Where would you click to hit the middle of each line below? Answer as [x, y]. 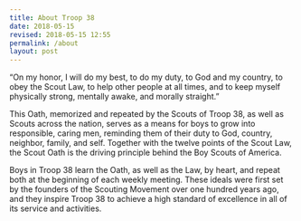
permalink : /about [44, 43]
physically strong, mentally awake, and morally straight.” [114, 97]
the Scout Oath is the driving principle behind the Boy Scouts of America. [146, 153]
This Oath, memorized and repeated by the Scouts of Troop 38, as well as [147, 114]
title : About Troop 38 [52, 18]
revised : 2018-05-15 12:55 [60, 34]
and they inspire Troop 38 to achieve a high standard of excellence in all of [148, 199]
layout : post [34, 52]
